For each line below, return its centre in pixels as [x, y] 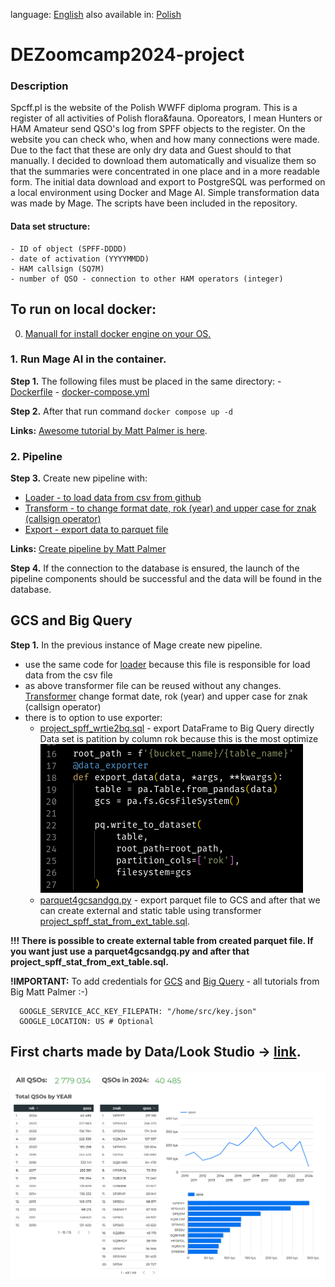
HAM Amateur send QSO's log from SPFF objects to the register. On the [158, 129]
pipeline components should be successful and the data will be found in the [166, 579]
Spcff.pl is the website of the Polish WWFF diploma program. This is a [154, 108]
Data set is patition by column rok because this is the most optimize [179, 738]
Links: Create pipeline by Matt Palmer [88, 549]
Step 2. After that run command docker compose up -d [121, 411]
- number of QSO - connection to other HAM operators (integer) [147, 279]
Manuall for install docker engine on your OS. [118, 333]
